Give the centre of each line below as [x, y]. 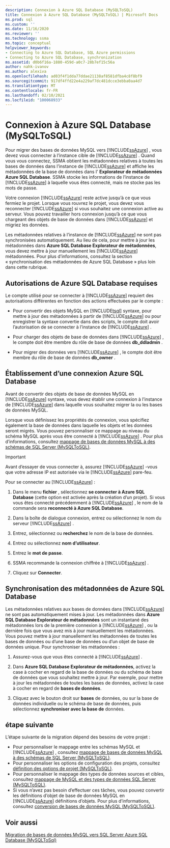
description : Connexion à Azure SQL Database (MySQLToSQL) [69, 10]
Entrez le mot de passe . [38, 553]
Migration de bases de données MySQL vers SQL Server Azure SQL [76, 835]
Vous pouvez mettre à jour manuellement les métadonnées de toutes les [81, 636]
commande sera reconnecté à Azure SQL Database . [68, 508]
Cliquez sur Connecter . [37, 572]
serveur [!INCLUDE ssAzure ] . [43, 523]
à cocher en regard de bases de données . [57, 688]
